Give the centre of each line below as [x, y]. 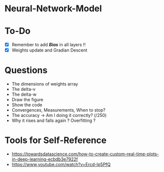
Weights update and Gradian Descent [49, 50]
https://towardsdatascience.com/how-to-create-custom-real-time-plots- [85, 154]
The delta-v [23, 89]
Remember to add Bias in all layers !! [49, 45]
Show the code [27, 105]
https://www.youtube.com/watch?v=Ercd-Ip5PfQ [61, 165]
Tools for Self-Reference [56, 140]
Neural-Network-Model [53, 9]
